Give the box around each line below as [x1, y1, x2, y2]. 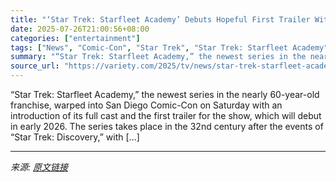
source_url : [10, 61, 60, 71]
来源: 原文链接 [10, 161, 68, 173]
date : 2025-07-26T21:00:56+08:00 [10, 24, 150, 34]
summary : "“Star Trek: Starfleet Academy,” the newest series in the [10, 52, 307, 62]
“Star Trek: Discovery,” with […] [10, 131, 140, 143]
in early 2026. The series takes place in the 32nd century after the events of [10, 121, 324, 132]
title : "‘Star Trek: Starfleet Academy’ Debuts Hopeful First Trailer [10, 14, 311, 25]
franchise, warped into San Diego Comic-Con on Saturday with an [10, 99, 283, 111]
